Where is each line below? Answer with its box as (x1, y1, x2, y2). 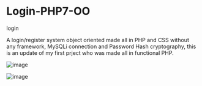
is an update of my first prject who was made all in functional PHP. (6, 49, 174, 56)
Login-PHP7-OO (6, 4, 91, 18)
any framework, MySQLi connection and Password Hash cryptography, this (6, 43, 196, 50)
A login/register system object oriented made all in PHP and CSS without (6, 36, 190, 43)
